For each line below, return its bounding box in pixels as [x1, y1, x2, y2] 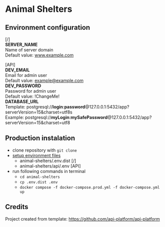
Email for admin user [5, 72, 48, 78]
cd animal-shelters [19, 174, 60, 179]
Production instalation [5, 134, 75, 142]
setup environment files [12, 152, 61, 158]
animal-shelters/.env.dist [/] [19, 158, 76, 164]
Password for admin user [5, 88, 56, 94]
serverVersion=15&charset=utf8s [5, 109, 73, 115]
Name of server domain [5, 47, 54, 53]
